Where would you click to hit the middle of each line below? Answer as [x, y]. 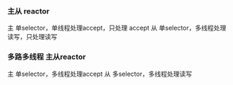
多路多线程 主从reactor [47, 57]
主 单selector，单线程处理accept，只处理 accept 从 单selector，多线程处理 [117, 28]
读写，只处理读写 [32, 37]
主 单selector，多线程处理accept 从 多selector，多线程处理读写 [100, 74]
